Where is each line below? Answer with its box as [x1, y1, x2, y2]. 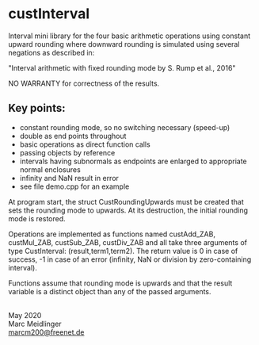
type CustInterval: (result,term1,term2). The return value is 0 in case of [8, 246, 238, 255]
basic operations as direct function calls [19, 140, 150, 149]
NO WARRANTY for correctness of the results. [8, 79, 160, 88]
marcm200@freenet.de [8, 327, 85, 337]
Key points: [8, 102, 66, 115]
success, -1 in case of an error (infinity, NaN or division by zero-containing [8, 255, 252, 264]
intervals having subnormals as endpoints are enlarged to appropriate [19, 156, 247, 166]
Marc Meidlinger [8, 319, 62, 328]
